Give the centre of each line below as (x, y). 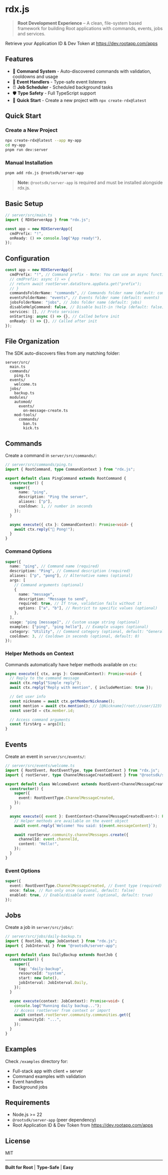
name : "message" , (36, 594)
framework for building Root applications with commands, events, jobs (90, 28)
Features (19, 59)
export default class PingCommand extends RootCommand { (66, 478)
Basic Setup (24, 204)
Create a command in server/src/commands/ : (51, 456)
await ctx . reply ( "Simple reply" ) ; (45, 683)
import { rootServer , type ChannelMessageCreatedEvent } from (71, 775)
